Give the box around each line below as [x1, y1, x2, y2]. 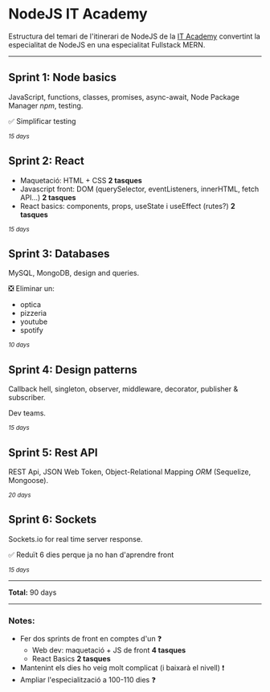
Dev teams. [8, 408, 47, 418]
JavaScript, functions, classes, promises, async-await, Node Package [8, 92, 239, 101]
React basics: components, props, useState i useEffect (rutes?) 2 [19, 201, 235, 211]
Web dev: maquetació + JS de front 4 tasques [31, 645, 186, 655]
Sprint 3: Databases [8, 247, 110, 260]
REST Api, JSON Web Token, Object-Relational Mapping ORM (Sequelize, [8, 467, 252, 477]
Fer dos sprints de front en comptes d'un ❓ [19, 634, 162, 644]
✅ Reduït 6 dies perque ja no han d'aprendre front [8, 550, 174, 559]
